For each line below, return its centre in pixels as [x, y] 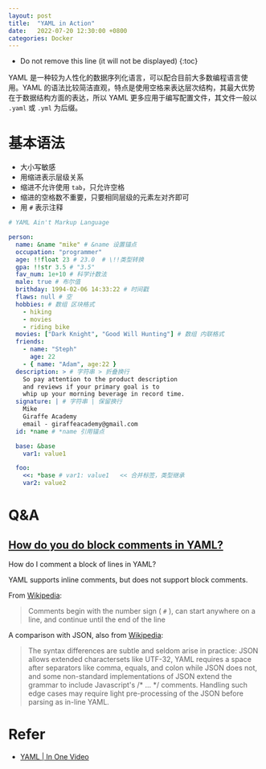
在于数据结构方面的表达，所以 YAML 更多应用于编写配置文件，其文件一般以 [133, 98]
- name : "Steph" [50, 350]
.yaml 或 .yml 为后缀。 [45, 108]
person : [21, 237]
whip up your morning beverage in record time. [104, 394]
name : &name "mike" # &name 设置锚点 [76, 245]
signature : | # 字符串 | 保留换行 [69, 402]
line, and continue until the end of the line [97, 619]
